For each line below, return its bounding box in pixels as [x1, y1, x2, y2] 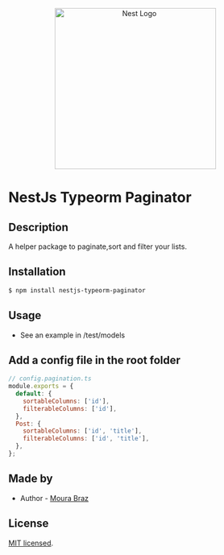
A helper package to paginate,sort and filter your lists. [8, 242, 188, 251]
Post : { [15, 420, 42, 428]
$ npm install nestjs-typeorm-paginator [8, 286, 147, 294]
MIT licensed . [8, 538, 54, 548]
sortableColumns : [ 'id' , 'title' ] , [23, 427, 143, 435]
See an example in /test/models [19, 330, 126, 340]
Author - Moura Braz [19, 493, 89, 503]
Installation [8, 265, 66, 279]
